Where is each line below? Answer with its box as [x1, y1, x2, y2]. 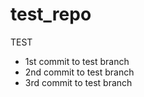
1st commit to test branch [24, 55, 130, 67]
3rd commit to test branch [24, 76, 133, 88]
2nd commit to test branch [24, 66, 135, 78]
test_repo [10, 3, 92, 26]
